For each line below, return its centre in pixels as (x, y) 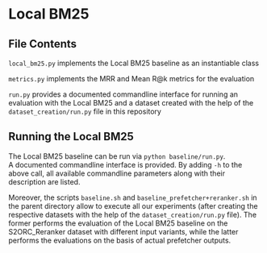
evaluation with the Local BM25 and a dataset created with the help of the (131, 103)
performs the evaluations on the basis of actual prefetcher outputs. (120, 240)
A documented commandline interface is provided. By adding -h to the (125, 164)
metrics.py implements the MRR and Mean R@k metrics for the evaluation (131, 79)
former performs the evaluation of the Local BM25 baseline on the (118, 223)
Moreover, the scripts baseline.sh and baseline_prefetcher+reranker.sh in (133, 197)
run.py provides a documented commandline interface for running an (123, 94)
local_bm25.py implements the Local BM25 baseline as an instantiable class (134, 63)
